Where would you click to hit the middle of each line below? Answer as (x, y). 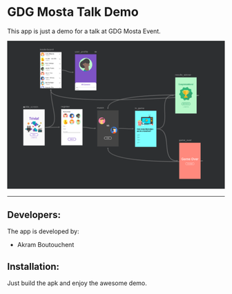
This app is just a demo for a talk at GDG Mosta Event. (84, 31)
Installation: (33, 266)
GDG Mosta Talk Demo (73, 12)
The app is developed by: (43, 231)
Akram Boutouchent (46, 245)
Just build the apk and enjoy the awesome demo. (77, 283)
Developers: (34, 215)
